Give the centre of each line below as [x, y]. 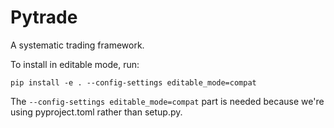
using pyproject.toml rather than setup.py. [96, 112]
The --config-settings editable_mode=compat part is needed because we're [167, 101]
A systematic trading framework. [77, 45]
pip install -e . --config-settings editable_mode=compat [133, 82]
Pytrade [44, 17]
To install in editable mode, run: [75, 64]
